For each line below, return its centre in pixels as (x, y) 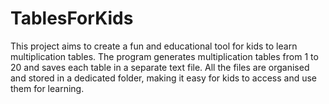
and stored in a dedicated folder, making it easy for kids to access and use (164, 78)
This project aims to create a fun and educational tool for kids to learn (154, 46)
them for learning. (47, 88)
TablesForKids (72, 18)
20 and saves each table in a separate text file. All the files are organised (160, 67)
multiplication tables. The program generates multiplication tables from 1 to (164, 56)
